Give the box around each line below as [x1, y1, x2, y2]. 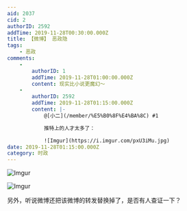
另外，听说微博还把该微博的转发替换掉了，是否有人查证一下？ [7, 197, 182, 205]
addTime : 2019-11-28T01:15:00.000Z [32, 100, 134, 107]
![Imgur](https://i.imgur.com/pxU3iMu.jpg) [43, 137, 170, 144]
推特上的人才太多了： [43, 124, 95, 131]
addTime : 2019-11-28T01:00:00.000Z [32, 74, 134, 81]
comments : [7, 55, 36, 62]
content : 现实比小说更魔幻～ [32, 80, 105, 87]
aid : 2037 [7, 10, 36, 17]
